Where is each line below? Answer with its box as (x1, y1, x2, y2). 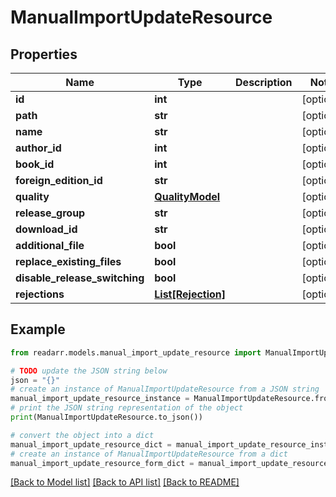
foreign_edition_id (15, 174, 103, 187)
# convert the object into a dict (10, 430, 155, 440)
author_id (15, 141, 62, 155)
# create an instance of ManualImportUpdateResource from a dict (10, 449, 288, 459)
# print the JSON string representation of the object (10, 403, 244, 413)
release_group (15, 206, 86, 220)
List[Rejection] (154, 287, 227, 301)
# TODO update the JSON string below (10, 366, 168, 376)
